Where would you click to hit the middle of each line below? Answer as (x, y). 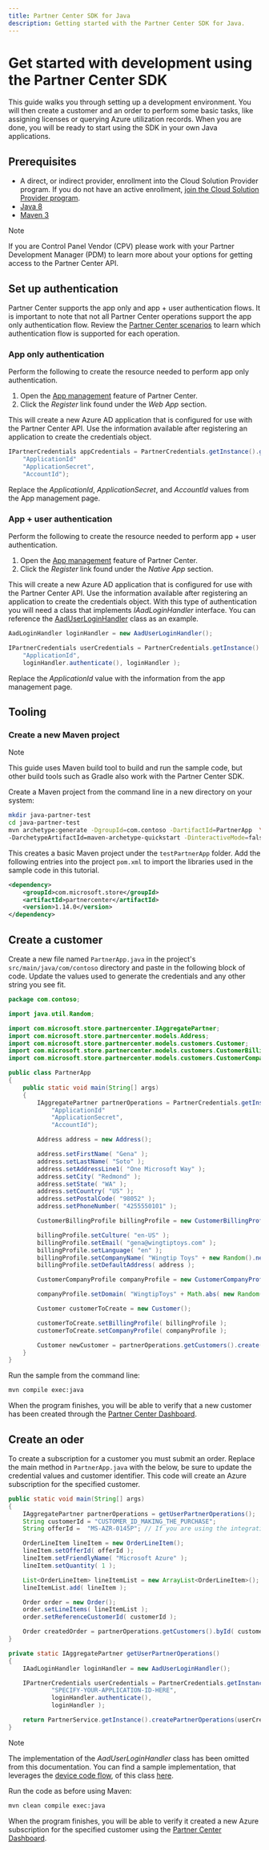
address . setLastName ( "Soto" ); (91, 1162)
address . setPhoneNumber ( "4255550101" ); (107, 1207)
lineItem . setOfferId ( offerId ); (78, 1551)
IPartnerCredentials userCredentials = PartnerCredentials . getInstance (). (136, 648)
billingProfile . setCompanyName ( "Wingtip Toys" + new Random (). (147, 1258)
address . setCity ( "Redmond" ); (89, 1176)
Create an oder (46, 1439)
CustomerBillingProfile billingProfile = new (114, 1221)
